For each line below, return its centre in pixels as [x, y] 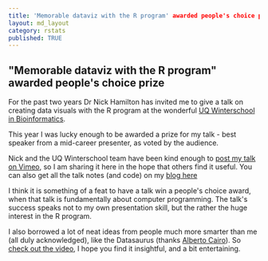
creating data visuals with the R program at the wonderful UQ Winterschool [132, 111]
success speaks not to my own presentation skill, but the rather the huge [128, 208]
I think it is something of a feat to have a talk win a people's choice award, [130, 191]
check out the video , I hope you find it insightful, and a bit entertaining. [124, 249]
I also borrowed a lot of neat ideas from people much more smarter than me [133, 231]
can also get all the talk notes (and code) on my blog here [103, 176]
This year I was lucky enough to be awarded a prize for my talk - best [122, 134]
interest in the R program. [50, 216]
